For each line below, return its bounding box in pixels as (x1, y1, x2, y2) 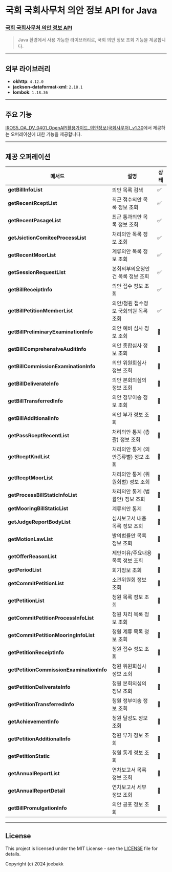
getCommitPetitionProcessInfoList (8, 614, 94, 621)
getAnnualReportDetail (8, 787, 66, 794)
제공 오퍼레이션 (5, 152, 51, 161)
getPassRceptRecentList (8, 432, 70, 439)
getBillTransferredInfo (8, 397, 63, 405)
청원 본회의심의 (112, 679, 147, 687)
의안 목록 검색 (112, 186, 143, 194)
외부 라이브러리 (5, 65, 51, 73)
